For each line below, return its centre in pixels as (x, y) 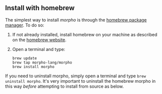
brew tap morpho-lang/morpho (42, 62)
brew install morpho (33, 67)
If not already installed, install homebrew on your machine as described (85, 34)
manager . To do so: (25, 25)
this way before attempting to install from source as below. (65, 86)
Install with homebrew (40, 8)
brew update (24, 58)
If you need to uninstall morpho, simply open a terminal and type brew (76, 76)
